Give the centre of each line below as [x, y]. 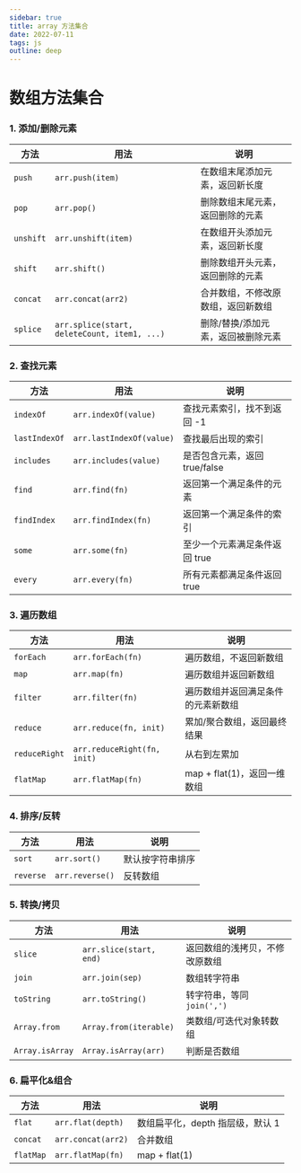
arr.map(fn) [99, 674]
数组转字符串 [213, 978]
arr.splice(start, [94, 325]
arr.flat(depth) [90, 1123]
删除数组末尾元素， [241, 201]
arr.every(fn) [103, 579]
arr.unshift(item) [94, 238]
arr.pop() [76, 208]
